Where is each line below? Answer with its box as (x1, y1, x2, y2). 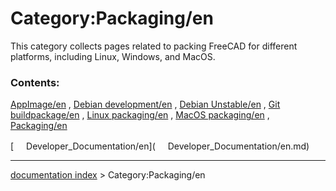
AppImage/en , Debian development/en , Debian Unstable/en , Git (10, 98, 281, 111)
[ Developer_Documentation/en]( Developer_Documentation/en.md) (10, 140, 310, 152)
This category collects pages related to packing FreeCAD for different (10, 40, 298, 52)
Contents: (10, 75, 60, 89)
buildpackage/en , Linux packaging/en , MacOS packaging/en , (10, 109, 270, 121)
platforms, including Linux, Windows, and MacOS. (10, 50, 216, 62)
